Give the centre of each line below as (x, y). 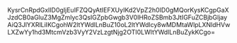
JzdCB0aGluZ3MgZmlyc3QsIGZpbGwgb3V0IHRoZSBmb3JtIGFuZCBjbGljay (117, 17)
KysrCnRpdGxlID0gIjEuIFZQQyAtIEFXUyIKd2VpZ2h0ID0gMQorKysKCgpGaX (118, 10)
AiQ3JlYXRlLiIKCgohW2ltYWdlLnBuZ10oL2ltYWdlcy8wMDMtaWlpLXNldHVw (119, 25)
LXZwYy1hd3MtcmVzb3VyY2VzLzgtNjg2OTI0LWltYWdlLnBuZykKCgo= (111, 32)
